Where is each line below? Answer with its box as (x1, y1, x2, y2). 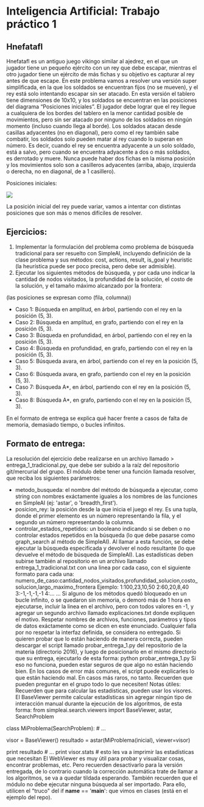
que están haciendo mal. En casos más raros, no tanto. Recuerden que (15, 674, 193, 681)
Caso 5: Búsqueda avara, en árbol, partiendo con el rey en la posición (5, (15, 357, 199, 364)
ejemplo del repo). (6, 794, 52, 801)
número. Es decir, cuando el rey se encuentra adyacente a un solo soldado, (6, 142, 195, 149)
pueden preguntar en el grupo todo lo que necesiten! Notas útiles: (15, 680, 181, 688)
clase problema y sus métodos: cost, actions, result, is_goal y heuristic (15, 256, 193, 263)
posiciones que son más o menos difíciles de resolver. (6, 209, 142, 216)
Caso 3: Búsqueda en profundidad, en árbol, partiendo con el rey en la (15, 331, 192, 339)
